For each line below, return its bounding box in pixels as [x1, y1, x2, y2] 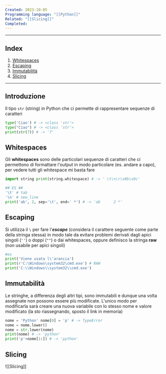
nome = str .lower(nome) [5, 327, 54, 332]
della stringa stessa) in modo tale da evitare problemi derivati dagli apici [5, 231, 152, 237]
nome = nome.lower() [5, 322, 48, 328]
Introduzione [5, 92, 46, 101]
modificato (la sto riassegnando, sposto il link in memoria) [5, 308, 123, 314]
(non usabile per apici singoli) [5, 242, 65, 248]
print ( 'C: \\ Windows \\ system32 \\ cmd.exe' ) [5, 266, 92, 271]
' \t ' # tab [5, 190, 28, 195]
